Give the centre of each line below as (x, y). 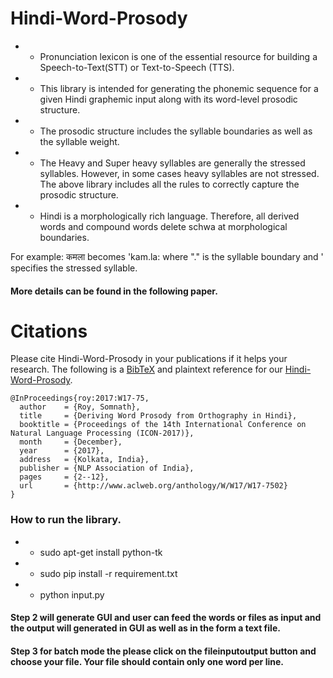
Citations (49, 331)
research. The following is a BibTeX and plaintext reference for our (146, 369)
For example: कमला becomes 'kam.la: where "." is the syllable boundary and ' (167, 256)
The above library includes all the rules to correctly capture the (169, 184)
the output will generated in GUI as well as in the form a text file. (145, 628)
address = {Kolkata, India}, (84, 460)
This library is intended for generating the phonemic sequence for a (179, 88)
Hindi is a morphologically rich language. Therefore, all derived (169, 216)
